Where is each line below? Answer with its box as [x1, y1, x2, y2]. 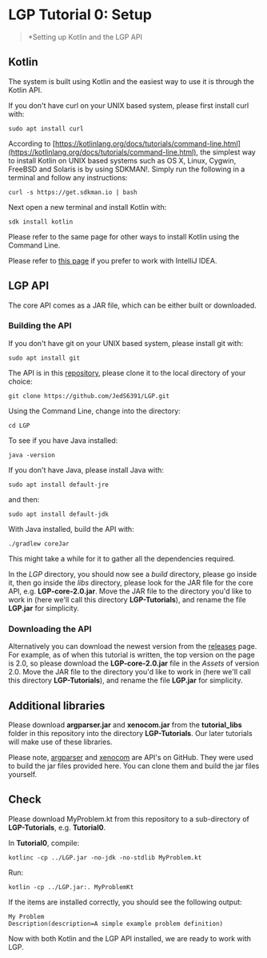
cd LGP [8, 421, 30, 429]
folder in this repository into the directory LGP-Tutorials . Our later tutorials [8, 728, 253, 738]
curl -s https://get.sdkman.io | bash [8, 188, 137, 196]
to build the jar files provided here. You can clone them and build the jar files [8, 761, 260, 771]
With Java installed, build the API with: [8, 524, 134, 533]
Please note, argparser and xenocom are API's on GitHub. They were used [8, 752, 253, 762]
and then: [8, 494, 40, 504]
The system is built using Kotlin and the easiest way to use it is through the [8, 76, 254, 86]
